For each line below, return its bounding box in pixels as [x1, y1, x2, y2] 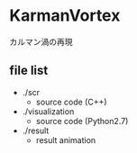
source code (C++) [35, 96, 107, 107]
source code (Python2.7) [35, 115, 129, 126]
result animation [35, 134, 96, 145]
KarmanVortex [9, 5, 121, 26]
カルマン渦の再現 [9, 36, 73, 47]
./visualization [22, 105, 75, 117]
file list [9, 63, 49, 78]
